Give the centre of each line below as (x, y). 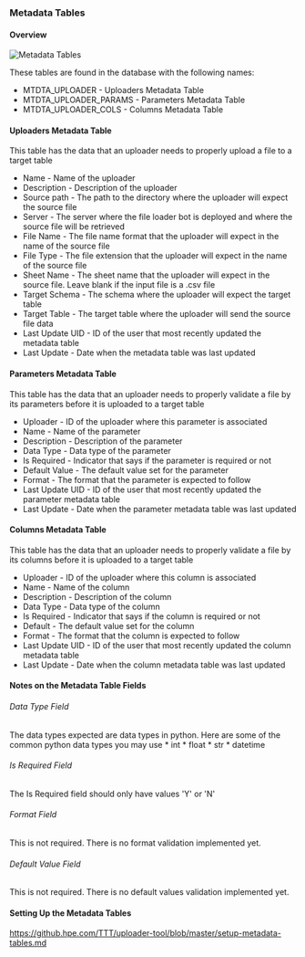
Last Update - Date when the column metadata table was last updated (154, 665)
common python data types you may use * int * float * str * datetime (137, 744)
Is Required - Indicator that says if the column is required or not (142, 616)
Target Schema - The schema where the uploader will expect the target (157, 295)
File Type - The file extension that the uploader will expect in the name (155, 256)
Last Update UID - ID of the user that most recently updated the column (157, 645)
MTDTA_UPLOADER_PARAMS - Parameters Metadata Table (134, 100)
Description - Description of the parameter (102, 441)
